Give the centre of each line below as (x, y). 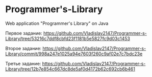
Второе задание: (23, 48)
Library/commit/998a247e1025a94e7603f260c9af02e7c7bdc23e (74, 54)
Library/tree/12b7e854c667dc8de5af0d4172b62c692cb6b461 (70, 69)
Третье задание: (23, 63)
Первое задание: (24, 33)
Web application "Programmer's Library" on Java (57, 23)
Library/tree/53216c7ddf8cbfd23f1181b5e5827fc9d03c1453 (68, 38)
